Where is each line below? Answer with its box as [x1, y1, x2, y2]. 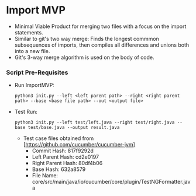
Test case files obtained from [23, 135, 94, 142]
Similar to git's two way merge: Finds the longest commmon [14, 35, 159, 42]
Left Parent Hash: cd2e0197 [32, 153, 99, 160]
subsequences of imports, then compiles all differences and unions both [14, 41, 189, 48]
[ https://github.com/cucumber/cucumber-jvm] [23, 141, 136, 148]
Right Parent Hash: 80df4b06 [32, 160, 103, 167]
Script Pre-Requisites [6, 68, 68, 76]
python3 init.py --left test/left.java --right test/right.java [14, 120, 175, 125]
